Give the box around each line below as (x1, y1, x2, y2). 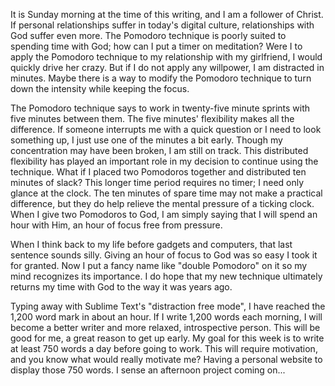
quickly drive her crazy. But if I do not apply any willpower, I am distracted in (10, 62, 325, 73)
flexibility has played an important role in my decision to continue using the (10, 155, 319, 167)
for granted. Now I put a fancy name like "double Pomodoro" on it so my (10, 260, 308, 271)
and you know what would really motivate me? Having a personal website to (10, 354, 323, 365)
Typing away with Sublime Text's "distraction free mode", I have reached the (10, 300, 326, 312)
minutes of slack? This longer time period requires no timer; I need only (10, 177, 305, 188)
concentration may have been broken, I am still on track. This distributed (10, 145, 309, 156)
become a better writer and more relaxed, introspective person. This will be (10, 322, 321, 333)
